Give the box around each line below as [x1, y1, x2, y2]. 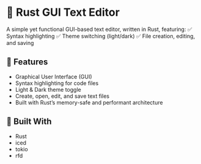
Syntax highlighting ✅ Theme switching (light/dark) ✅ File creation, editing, [6, 32, 196, 39]
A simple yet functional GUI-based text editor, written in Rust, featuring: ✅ [6, 26, 192, 33]
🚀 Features [6, 57, 48, 67]
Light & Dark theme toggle [15, 86, 81, 93]
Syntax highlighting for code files [15, 79, 99, 87]
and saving [6, 39, 34, 46]
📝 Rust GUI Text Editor [6, 5, 120, 19]
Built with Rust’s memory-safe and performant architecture [15, 98, 163, 106]
